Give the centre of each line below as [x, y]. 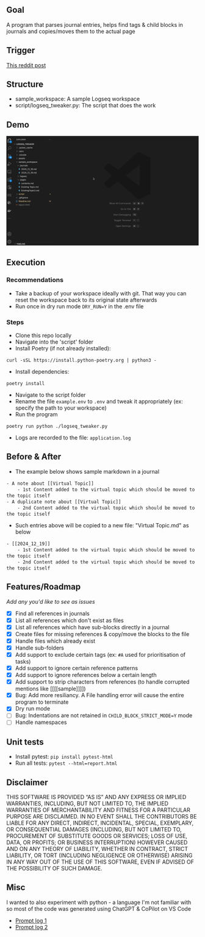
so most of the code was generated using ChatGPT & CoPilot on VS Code [99, 908]
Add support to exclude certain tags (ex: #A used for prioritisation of [100, 654]
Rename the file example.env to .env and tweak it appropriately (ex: [99, 401]
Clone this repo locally [43, 335]
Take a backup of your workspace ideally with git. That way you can [101, 293]
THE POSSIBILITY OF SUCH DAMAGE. [54, 869]
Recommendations [35, 280]
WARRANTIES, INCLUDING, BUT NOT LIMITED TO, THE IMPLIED [88, 804]
